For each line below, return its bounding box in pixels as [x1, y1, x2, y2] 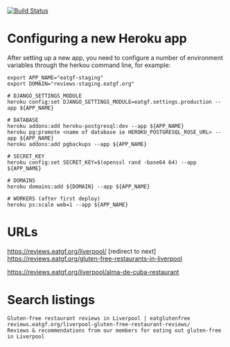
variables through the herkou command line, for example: [7, 61, 171, 69]
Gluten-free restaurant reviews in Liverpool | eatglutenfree [7, 315, 191, 321]
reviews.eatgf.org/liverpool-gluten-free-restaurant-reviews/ [7, 321, 191, 328]
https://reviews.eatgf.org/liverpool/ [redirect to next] [7, 247, 157, 255]
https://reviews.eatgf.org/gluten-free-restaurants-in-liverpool [7, 254, 182, 263]
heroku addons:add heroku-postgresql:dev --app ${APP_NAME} [7, 122, 185, 129]
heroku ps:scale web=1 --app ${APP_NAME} [7, 201, 129, 208]
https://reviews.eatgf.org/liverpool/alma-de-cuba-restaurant [7, 268, 179, 276]
